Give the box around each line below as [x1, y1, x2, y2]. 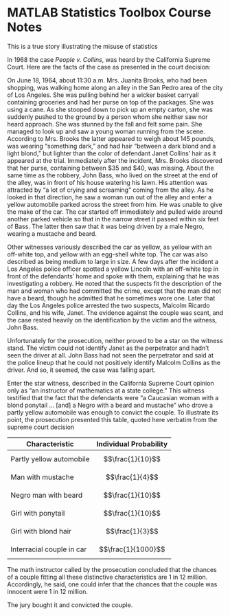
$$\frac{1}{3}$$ [105, 526, 159, 536]
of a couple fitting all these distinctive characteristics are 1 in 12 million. [7, 573, 208, 581]
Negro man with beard [10, 490, 83, 500]
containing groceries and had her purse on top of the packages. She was [7, 98, 214, 106]
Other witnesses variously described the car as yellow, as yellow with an [7, 243, 212, 251]
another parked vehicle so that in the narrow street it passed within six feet [7, 214, 219, 223]
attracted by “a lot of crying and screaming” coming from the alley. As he [7, 186, 214, 194]
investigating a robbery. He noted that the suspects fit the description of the [7, 279, 222, 287]
